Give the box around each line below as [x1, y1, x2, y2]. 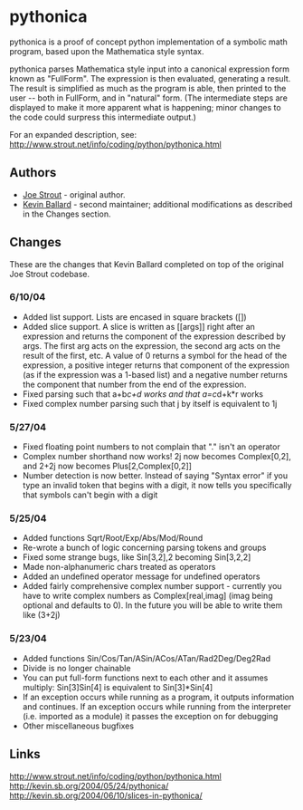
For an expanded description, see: [9, 129, 137, 140]
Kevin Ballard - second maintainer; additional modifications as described [22, 198, 293, 209]
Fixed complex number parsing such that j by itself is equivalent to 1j [22, 398, 278, 409]
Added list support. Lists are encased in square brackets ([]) [22, 311, 247, 323]
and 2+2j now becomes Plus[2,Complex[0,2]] [22, 460, 193, 472]
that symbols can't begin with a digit [22, 489, 158, 500]
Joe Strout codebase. [9, 268, 90, 279]
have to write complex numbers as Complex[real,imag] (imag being [22, 591, 273, 602]
